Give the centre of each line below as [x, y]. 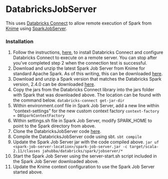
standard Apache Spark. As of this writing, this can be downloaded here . [88, 74]
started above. [28, 172]
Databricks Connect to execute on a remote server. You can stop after [85, 58]
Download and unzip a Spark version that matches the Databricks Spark [87, 79]
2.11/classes [26, 151]
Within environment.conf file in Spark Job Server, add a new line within [86, 106]
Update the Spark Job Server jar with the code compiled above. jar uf [86, 142]
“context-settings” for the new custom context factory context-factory [86, 111]
